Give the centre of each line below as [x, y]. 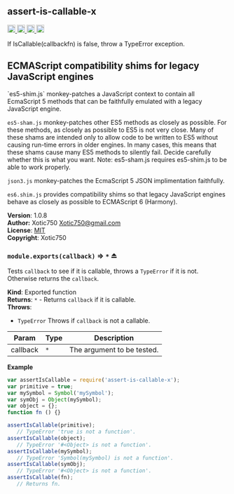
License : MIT [26, 230]
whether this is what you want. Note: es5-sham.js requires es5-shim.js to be [117, 159]
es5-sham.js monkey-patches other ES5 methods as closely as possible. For [117, 122]
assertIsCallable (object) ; [47, 438]
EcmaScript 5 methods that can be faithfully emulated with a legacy [105, 101]
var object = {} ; [33, 406]
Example [20, 367]
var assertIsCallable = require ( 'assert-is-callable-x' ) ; [94, 380]
